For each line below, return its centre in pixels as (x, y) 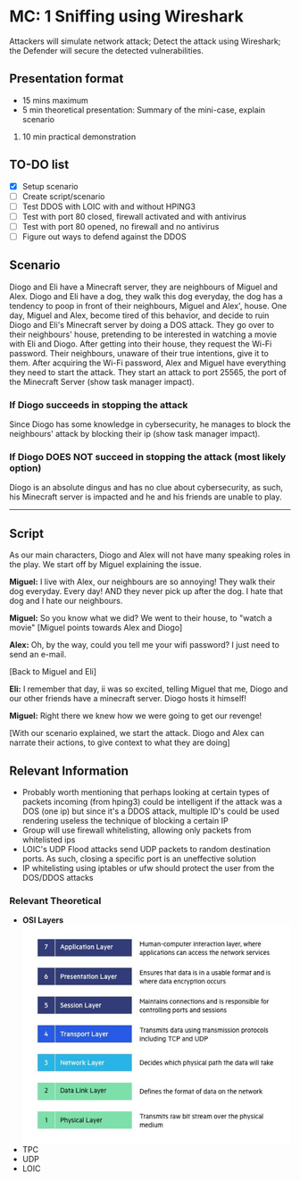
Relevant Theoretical (55, 900)
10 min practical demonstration (79, 137)
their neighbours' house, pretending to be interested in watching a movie (143, 334)
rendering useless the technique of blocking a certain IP (125, 820)
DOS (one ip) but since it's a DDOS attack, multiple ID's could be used (150, 811)
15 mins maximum (55, 100)
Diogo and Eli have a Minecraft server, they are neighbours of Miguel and (144, 287)
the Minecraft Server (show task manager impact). (102, 381)
